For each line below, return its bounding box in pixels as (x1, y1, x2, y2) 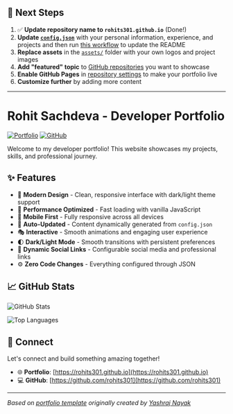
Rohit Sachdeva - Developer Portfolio (7, 108, 225, 123)
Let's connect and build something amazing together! (7, 354, 160, 363)
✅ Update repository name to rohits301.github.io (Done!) (17, 25, 187, 33)
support (17, 198, 40, 206)
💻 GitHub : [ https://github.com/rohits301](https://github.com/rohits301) (17, 376, 221, 385)
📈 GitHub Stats (7, 280, 75, 292)
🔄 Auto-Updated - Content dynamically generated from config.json (17, 220, 213, 228)
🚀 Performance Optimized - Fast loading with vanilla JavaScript (17, 205, 201, 214)
